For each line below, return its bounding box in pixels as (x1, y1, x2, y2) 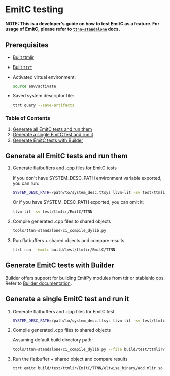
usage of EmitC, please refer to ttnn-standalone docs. (5, 26, 120, 32)
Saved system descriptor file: (12, 93, 74, 99)
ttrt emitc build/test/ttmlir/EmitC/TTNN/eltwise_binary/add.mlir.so (12, 366, 163, 371)
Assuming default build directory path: (12, 337, 93, 343)
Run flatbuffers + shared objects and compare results (12, 237, 125, 244)
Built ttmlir (12, 54, 35, 60)
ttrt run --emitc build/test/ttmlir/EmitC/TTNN (12, 247, 115, 252)
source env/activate (12, 84, 56, 89)
